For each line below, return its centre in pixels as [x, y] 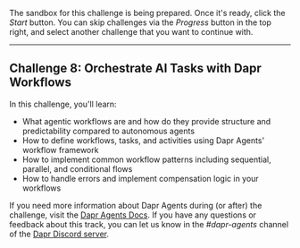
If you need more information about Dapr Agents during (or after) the [136, 205]
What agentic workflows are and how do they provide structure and [146, 121]
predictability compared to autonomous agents [108, 131]
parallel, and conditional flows [77, 168]
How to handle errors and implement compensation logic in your [140, 178]
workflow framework [60, 150]
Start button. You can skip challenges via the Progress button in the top [141, 22]
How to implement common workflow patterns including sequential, [146, 159]
